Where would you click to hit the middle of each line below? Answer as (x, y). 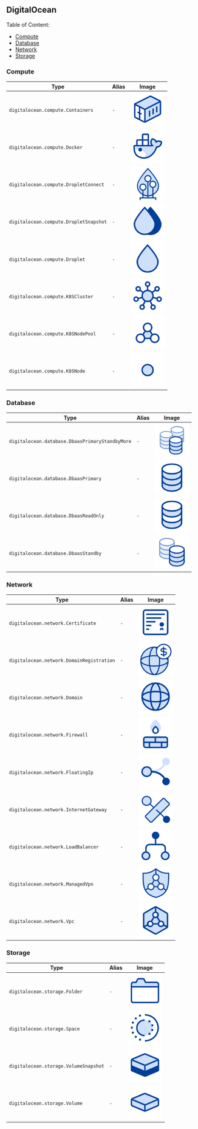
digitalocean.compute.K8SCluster (51, 297)
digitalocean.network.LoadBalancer (54, 847)
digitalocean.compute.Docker (46, 148)
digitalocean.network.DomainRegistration (62, 661)
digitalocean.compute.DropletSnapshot (58, 222)
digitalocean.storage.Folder (46, 992)
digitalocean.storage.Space (44, 1029)
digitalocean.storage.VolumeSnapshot (56, 1066)
